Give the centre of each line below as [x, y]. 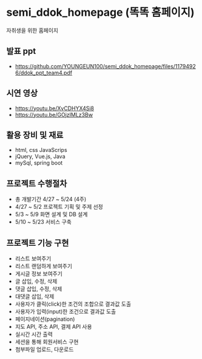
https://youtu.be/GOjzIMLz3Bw [54, 114]
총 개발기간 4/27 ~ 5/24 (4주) [51, 199]
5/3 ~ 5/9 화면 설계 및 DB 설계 [51, 214]
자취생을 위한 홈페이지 [32, 30]
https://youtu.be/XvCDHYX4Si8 [54, 108]
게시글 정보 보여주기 [39, 274]
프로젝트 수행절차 [37, 183]
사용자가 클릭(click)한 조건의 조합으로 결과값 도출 [73, 304]
